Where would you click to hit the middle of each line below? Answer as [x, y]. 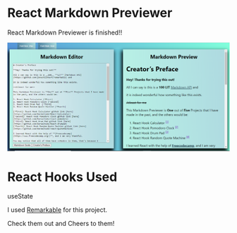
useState [20, 196]
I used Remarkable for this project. [57, 210]
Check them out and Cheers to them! [61, 224]
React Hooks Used [62, 177]
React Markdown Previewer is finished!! [65, 32]
